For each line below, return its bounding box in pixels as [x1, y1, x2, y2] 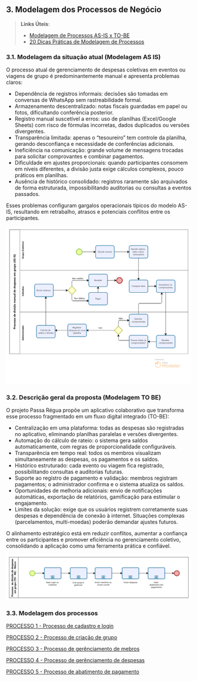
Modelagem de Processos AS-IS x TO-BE [29, 32, 130, 39]
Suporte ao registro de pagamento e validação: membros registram [14, 474, 178, 482]
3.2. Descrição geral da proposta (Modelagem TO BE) [6, 393, 162, 401]
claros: [6, 79, 23, 86]
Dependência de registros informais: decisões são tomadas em [14, 90, 168, 97]
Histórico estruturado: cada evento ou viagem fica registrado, [14, 462, 165, 469]
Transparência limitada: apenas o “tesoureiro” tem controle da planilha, [14, 134, 187, 141]
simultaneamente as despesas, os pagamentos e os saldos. [14, 456, 160, 463]
